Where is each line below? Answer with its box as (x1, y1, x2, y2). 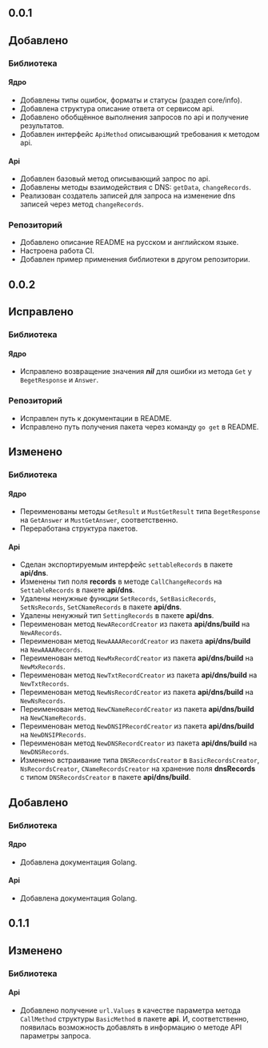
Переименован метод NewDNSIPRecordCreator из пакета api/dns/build (19, 721, 254, 731)
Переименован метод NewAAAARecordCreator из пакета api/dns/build (19, 636, 251, 646)
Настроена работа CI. (19, 246, 94, 255)
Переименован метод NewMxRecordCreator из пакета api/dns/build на (19, 653, 254, 663)
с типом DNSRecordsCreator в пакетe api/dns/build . (19, 773, 191, 782)
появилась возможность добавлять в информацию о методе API (19, 1022, 242, 1032)
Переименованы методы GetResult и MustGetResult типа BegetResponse (19, 507, 261, 516)
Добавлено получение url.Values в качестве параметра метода (19, 1005, 242, 1015)
